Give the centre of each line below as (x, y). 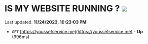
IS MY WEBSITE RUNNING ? (62, 9)
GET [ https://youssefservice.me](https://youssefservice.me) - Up (77, 31)
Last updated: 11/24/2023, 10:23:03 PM (46, 22)
